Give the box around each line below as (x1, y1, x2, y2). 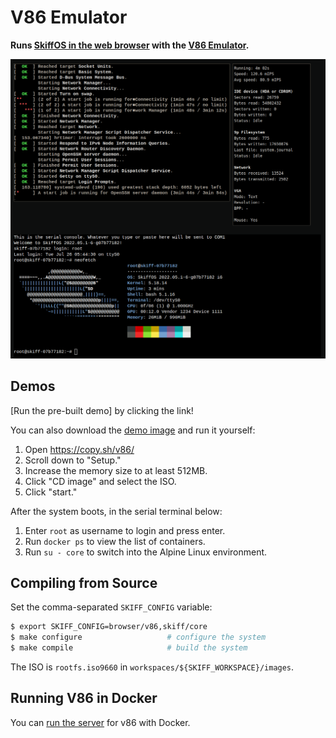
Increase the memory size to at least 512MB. (24, 464, 208, 476)
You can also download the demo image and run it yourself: (10, 424, 256, 436)
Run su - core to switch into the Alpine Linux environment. (24, 546, 268, 558)
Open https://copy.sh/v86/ (24, 443, 135, 455)
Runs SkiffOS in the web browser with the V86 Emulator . (10, 39, 250, 51)
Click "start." (24, 486, 78, 498)
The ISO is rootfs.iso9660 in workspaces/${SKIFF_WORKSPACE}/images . (10, 661, 295, 673)
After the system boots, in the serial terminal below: (10, 505, 223, 517)
